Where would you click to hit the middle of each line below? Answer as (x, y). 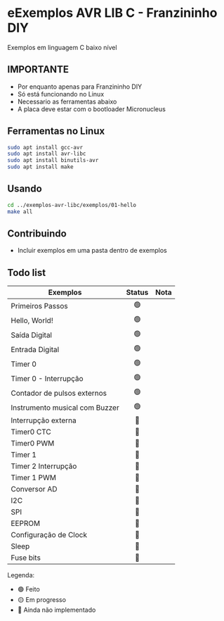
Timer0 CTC (31, 432)
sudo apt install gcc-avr (45, 147)
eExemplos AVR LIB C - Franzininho (112, 13)
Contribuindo (37, 234)
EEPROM (26, 524)
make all (20, 212)
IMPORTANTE (38, 69)
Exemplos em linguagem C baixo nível (62, 47)
